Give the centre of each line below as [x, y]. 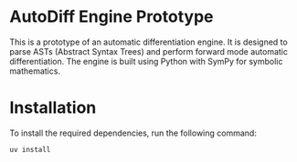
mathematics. [35, 71]
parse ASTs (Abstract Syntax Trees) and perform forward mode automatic [148, 51]
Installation [53, 108]
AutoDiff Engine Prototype [111, 17]
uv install [30, 149]
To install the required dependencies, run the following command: [133, 133]
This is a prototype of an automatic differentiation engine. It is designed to [148, 42]
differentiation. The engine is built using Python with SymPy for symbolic [146, 61]
